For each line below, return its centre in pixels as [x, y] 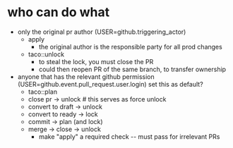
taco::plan [43, 92]
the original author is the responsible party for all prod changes [130, 47]
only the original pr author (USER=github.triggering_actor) [102, 32]
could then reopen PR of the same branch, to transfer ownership [132, 69]
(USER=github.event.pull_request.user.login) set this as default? [110, 84]
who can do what [59, 12]
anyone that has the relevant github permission [86, 76]
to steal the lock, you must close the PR [96, 61]
